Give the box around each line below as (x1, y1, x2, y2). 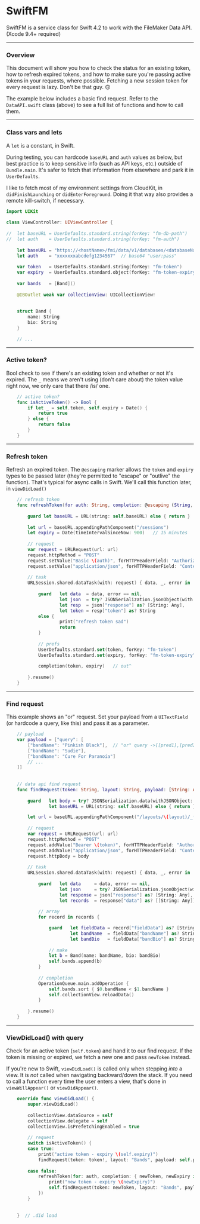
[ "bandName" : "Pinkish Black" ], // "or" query (27, 742, 148, 748)
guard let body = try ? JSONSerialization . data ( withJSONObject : (27, 798, 193, 804)
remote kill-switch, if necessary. (6, 197, 85, 204)
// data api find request (17, 781, 82, 787)
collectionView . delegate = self (27, 1118, 108, 1124)
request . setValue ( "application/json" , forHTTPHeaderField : (27, 563, 177, 569)
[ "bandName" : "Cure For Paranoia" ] (27, 753, 116, 760)
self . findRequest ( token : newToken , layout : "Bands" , (48, 1185, 183, 1191)
